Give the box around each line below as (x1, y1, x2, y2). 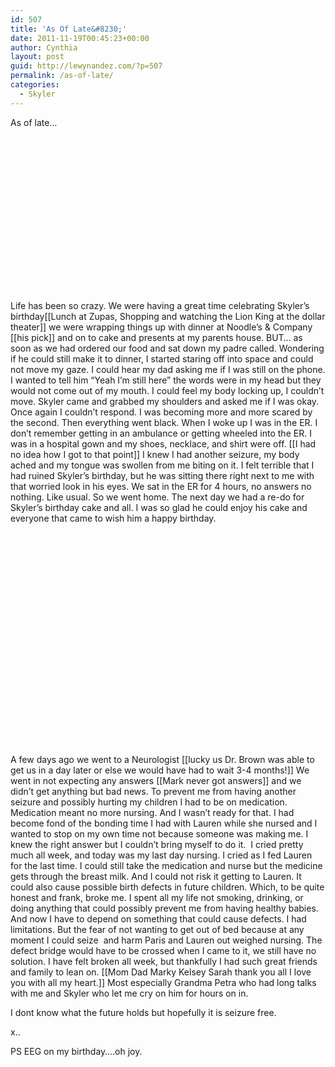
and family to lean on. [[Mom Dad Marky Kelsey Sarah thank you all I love (10, 966, 312, 978)
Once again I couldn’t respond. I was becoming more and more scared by (10, 406, 313, 418)
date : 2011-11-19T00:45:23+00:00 (10, 33, 150, 43)
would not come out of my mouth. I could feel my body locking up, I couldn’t (10, 384, 325, 396)
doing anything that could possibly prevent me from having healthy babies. (10, 902, 319, 914)
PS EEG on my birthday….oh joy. (10, 1045, 143, 1057)
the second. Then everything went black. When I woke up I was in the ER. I (10, 416, 318, 428)
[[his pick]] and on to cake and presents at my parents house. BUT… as (10, 331, 303, 343)
